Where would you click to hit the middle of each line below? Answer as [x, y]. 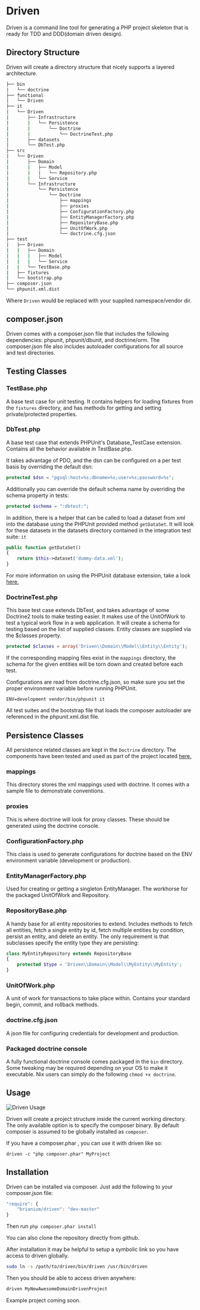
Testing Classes [37, 372]
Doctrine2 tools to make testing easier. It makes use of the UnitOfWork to [96, 617]
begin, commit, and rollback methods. [53, 1005]
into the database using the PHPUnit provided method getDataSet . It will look [100, 524]
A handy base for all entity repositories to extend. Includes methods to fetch [99, 923]
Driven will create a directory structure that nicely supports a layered [90, 67]
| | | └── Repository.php [51, 173]
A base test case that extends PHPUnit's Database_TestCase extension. [94, 442]
